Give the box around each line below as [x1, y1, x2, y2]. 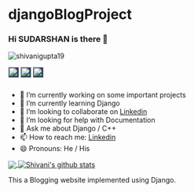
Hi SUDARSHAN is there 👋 [8, 34, 108, 45]
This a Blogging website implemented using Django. [8, 175, 177, 185]
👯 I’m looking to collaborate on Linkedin [19, 107, 148, 116]
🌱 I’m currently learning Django [19, 98, 120, 108]
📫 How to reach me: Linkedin [19, 132, 116, 142]
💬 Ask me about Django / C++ [19, 124, 116, 133]
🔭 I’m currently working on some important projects [19, 90, 186, 100]
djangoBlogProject [8, 6, 132, 24]
